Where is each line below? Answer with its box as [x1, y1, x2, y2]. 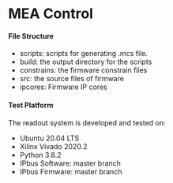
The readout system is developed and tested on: [8, 118, 166, 127]
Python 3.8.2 [19, 150, 62, 159]
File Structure [8, 31, 54, 40]
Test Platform [8, 100, 54, 110]
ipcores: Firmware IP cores [19, 82, 108, 91]
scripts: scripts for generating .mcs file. [19, 49, 149, 58]
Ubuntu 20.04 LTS [19, 133, 80, 143]
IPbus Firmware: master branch [19, 166, 122, 176]
